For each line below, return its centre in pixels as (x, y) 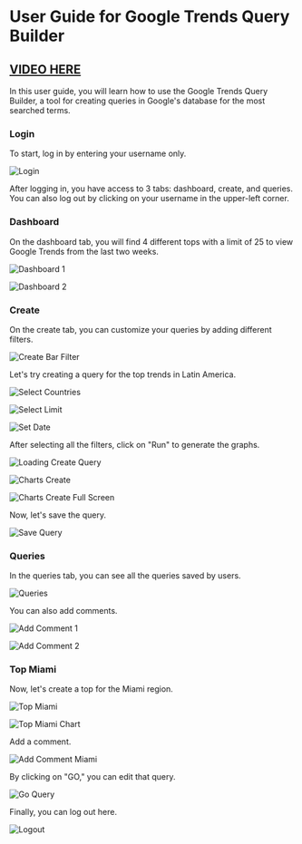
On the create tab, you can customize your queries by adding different (141, 329)
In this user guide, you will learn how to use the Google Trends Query (139, 91)
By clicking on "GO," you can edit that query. (93, 777)
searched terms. (40, 110)
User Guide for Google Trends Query (150, 17)
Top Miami (33, 670)
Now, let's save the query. (58, 515)
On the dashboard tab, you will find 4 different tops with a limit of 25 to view (151, 241)
